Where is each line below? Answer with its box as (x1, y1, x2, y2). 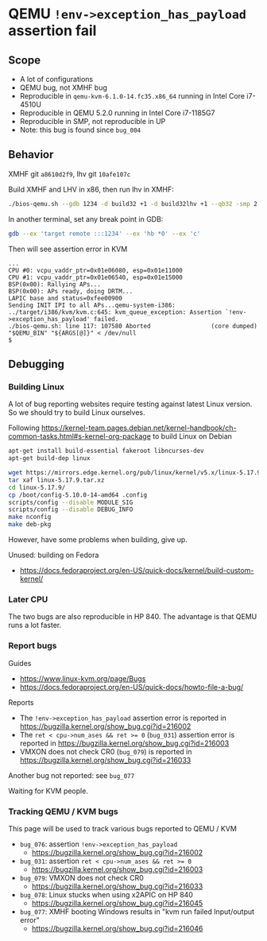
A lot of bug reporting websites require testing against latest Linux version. (8, 399, 253, 409)
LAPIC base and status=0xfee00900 (8, 294, 123, 302)
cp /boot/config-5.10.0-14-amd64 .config (8, 490, 148, 499)
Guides (8, 658, 32, 668)
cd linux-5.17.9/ (8, 483, 66, 491)
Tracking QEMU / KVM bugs (8, 806, 118, 817)
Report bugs (8, 641, 57, 652)
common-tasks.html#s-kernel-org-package (8, 432, 151, 441)
